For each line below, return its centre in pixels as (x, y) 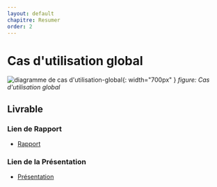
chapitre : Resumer (34, 20)
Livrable (25, 109)
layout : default (31, 14)
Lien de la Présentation (47, 161)
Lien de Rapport (35, 129)
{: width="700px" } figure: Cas (166, 80)
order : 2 (20, 26)
